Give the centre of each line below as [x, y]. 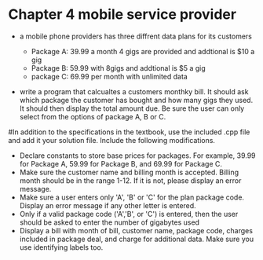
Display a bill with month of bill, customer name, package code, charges [136, 230]
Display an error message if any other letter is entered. [108, 205]
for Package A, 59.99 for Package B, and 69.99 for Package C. [121, 163]
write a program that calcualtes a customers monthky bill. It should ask [134, 91]
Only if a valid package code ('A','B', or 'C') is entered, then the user [129, 214]
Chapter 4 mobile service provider [122, 15]
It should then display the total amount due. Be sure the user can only [132, 108]
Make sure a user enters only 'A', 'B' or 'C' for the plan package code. [132, 197]
